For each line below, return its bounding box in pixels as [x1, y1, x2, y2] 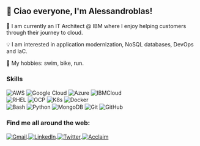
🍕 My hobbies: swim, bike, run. [6, 59, 84, 67]
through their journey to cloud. [6, 29, 83, 36]
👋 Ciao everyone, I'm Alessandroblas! [6, 6, 153, 16]
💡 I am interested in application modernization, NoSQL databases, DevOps [6, 40, 194, 48]
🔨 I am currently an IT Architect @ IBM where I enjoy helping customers [6, 22, 187, 29]
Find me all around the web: [6, 119, 91, 127]
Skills [6, 75, 23, 83]
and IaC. [6, 47, 28, 55]
